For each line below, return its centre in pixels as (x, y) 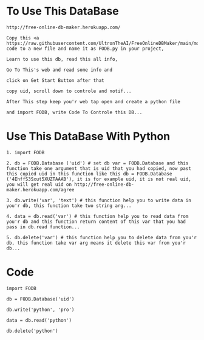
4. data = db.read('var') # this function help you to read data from (97, 216)
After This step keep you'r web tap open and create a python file (93, 101)
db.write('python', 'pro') (40, 310)
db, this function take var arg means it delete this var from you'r (96, 243)
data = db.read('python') (39, 320)
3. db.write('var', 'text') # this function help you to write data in (99, 200)
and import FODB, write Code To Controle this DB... (74, 112)
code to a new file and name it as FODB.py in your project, (85, 49)
